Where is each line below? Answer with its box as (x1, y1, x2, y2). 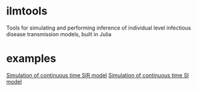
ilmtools (6, 4, 48, 18)
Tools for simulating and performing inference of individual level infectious (6, 24, 192, 31)
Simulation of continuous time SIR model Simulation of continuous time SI (6, 71, 189, 79)
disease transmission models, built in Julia (6, 30, 112, 37)
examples (6, 52, 56, 66)
